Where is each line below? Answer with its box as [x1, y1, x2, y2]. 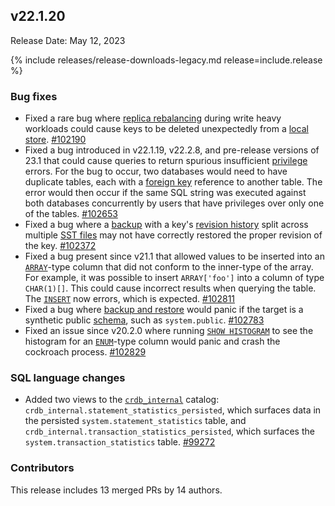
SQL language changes [10, 371, 126, 385]
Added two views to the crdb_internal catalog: [24, 394, 220, 406]
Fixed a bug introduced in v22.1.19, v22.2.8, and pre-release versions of [24, 144, 320, 156]
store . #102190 [24, 134, 87, 146]
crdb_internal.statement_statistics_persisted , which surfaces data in [24, 404, 322, 416]
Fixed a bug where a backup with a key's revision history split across [24, 219, 309, 231]
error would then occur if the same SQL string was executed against [24, 187, 307, 199]
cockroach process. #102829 [24, 346, 147, 358]
